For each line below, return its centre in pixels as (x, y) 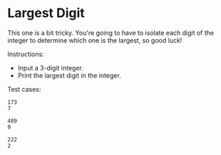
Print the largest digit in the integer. (69, 75)
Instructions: (26, 54)
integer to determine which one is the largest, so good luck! (95, 40)
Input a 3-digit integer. (50, 68)
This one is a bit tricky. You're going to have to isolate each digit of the (111, 33)
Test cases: (24, 89)
